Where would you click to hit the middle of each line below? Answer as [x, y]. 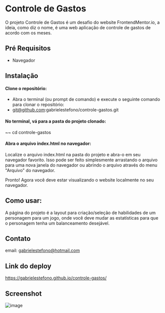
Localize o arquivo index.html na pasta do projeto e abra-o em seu [73, 154]
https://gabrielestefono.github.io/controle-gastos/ [56, 278]
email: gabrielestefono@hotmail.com [43, 251]
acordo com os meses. [28, 33]
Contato [18, 239]
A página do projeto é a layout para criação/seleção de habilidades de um [81, 213]
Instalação [22, 76]
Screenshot [24, 293]
